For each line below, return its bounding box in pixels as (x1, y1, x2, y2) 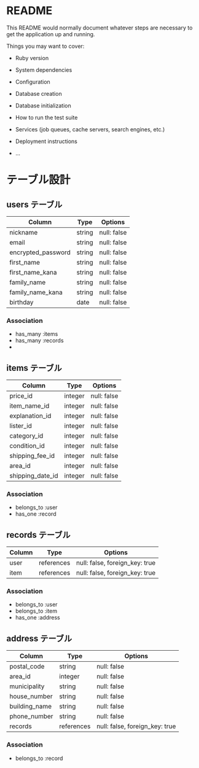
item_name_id (9, 401, 50, 410)
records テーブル (6, 529, 71, 540)
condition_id (9, 441, 45, 450)
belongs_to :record (15, 754, 63, 762)
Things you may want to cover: (6, 42, 85, 50)
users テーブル (6, 199, 63, 209)
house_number (9, 692, 53, 700)
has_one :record (15, 510, 57, 518)
